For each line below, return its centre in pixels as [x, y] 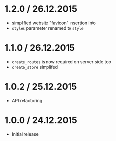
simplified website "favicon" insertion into [54, 23]
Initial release [25, 134]
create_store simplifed [35, 67]
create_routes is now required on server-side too [61, 61]
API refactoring [27, 100]
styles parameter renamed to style [47, 28]
